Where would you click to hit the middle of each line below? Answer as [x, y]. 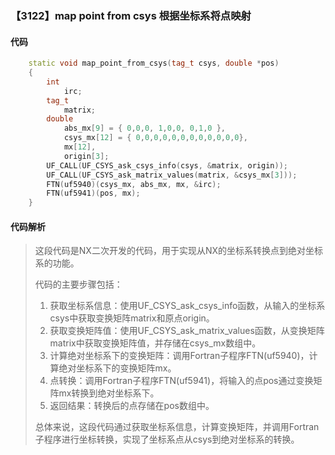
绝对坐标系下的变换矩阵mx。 [117, 368]
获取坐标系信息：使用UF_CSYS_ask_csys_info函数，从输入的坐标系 [187, 306]
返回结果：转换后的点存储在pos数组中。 [132, 406]
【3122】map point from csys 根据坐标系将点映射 [131, 15]
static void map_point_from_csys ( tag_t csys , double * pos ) [154, 63]
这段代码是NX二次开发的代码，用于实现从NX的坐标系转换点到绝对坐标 [178, 251]
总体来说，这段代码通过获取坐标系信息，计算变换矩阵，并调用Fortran [177, 427]
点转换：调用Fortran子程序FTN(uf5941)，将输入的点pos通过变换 [181, 381]
